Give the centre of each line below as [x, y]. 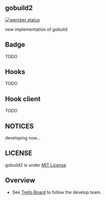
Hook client [23, 99]
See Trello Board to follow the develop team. [57, 192]
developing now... [23, 138]
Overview [20, 180]
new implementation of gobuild [36, 29]
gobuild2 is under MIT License [36, 165]
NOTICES [20, 126]
